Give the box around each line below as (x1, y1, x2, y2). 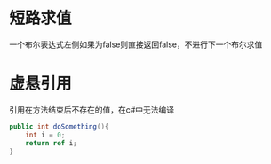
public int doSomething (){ (9, 121, 109, 131)
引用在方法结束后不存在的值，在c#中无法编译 (9, 104, 175, 115)
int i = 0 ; (25, 130, 66, 139)
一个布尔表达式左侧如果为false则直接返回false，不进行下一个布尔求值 (9, 39, 263, 50)
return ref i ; (25, 138, 77, 147)
